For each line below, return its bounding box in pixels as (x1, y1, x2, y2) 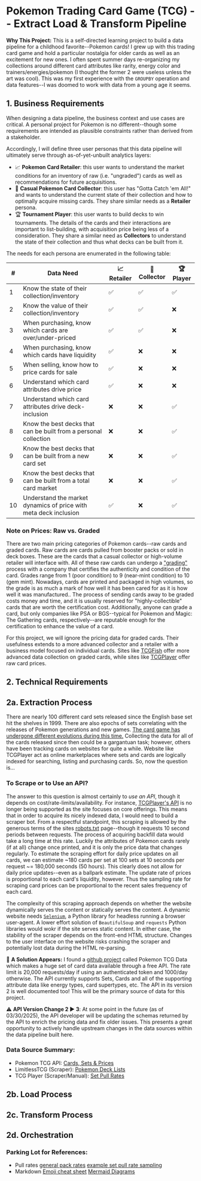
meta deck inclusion (23, 509, 80, 517)
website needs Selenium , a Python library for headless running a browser (6, 912, 185, 920)
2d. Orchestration (6, 1130, 74, 1140)
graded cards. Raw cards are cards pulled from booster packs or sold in (6, 546, 184, 554)
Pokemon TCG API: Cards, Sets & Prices (14, 1059, 114, 1066)
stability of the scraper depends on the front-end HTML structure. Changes (6, 932, 193, 939)
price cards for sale (23, 368, 78, 376)
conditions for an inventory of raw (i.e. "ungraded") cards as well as (14, 172, 182, 179)
